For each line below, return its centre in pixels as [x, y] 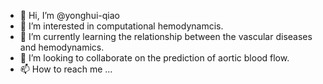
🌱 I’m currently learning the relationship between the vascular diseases [166, 36]
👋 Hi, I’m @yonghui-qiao [69, 15]
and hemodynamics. [62, 47]
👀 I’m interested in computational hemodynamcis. [121, 26]
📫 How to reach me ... [66, 69]
